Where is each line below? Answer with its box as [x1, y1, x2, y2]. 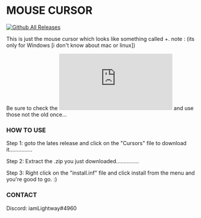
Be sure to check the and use [6, 104, 194, 111]
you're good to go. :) [6, 176, 57, 183]
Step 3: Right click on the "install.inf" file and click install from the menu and [6, 169, 195, 176]
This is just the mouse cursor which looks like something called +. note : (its [6, 35, 195, 42]
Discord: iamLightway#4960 [6, 204, 77, 211]
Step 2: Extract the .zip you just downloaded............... [6, 158, 139, 165]
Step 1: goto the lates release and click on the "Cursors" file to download [6, 140, 187, 147]
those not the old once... [6, 111, 68, 118]
